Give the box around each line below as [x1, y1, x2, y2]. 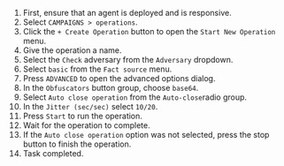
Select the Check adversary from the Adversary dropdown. [22, 55, 234, 64]
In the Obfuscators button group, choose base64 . [22, 83, 199, 93]
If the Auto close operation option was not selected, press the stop [22, 130, 270, 140]
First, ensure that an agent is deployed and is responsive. [22, 8, 233, 18]
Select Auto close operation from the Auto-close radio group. [22, 92, 247, 102]
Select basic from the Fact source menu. [22, 64, 173, 74]
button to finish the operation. [22, 139, 132, 149]
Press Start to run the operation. [22, 110, 142, 121]
